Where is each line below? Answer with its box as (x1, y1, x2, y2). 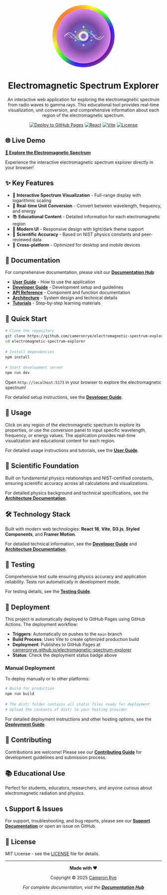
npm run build (5, 691, 35, 697)
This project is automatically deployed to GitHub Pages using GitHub (5, 616, 146, 622)
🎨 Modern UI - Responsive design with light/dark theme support (12, 226, 144, 232)
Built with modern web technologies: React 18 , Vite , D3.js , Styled (5, 526, 140, 532)
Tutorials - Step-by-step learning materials (12, 300, 101, 306)
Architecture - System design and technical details (12, 295, 118, 301)
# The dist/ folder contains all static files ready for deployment (5, 702, 150, 707)
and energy (12, 208, 36, 214)
